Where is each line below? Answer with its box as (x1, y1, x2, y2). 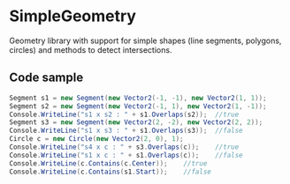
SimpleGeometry (9, 6, 137, 26)
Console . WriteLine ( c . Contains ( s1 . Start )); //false (9, 167, 212, 176)
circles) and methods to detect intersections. (9, 44, 172, 55)
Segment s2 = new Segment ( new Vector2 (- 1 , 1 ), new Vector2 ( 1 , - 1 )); (9, 101, 267, 111)
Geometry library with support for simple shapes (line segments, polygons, (9, 35, 282, 46)
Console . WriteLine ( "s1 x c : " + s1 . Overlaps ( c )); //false (9, 151, 243, 159)
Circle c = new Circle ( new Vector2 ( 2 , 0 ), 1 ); (9, 135, 184, 144)
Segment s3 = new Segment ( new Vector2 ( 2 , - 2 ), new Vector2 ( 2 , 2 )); (9, 118, 263, 127)
